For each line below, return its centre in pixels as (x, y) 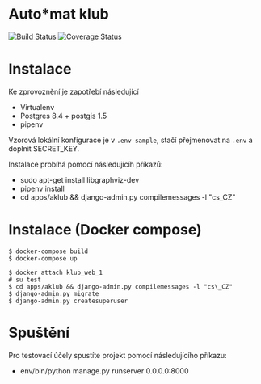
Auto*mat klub (59, 14)
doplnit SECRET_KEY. (44, 148)
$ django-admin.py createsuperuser (68, 301)
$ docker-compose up (43, 258)
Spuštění (39, 333)
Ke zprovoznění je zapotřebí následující (74, 91)
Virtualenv (37, 107)
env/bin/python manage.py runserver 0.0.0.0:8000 (104, 371)
